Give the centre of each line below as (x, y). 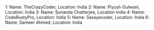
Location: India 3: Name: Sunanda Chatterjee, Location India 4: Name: (75, 12)
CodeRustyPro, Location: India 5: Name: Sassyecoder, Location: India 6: (77, 17)
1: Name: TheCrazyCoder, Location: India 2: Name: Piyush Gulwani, (72, 7)
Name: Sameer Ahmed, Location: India (44, 22)
